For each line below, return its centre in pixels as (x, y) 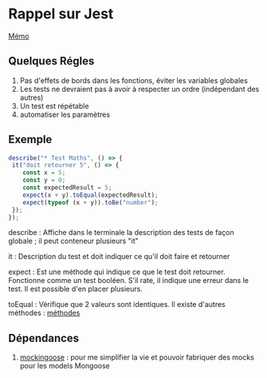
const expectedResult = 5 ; (67, 188)
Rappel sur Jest (61, 14)
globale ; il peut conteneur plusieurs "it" (74, 241)
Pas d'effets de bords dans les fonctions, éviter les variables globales (134, 80)
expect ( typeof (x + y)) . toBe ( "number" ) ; (90, 202)
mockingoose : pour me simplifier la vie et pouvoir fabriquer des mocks (137, 357)
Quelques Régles (51, 61)
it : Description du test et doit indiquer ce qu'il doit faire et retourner (119, 257)
